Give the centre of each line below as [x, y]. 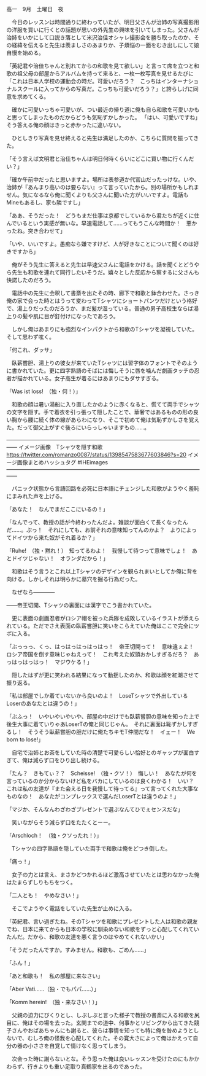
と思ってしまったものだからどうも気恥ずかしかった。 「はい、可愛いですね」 [102, 117]
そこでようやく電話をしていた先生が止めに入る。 [73, 908]
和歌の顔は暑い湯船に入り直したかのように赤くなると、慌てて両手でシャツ [105, 404]
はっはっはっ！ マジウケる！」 [52, 662]
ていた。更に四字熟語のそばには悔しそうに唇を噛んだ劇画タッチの [111, 371]
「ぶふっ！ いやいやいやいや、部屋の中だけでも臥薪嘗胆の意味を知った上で [103, 716]
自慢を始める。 [25, 53]
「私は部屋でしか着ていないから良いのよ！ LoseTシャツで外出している [97, 696]
